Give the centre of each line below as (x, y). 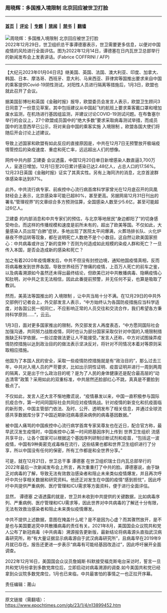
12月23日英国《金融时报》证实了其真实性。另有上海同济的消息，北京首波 (80, 172)
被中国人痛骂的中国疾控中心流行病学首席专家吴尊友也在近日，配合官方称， (81, 425)
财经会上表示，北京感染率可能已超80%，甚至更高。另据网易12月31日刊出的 (82, 195)
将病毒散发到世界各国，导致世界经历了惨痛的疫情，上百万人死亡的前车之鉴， (83, 266)
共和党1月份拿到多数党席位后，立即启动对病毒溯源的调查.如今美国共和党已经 (83, 567)
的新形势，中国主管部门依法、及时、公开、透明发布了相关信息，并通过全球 (81, 408)
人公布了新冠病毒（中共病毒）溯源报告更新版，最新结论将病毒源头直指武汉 (81, 532)
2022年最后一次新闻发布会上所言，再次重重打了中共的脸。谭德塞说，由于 (80, 467)
